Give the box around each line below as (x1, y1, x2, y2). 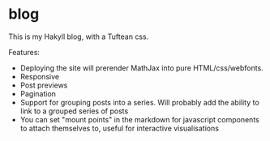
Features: (8, 47, 41, 57)
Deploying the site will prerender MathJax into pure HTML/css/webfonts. (19, 62, 264, 73)
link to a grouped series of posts (19, 106, 129, 116)
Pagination (19, 88, 57, 98)
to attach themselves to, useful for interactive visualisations (19, 123, 219, 133)
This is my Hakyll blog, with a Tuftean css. (8, 32, 149, 41)
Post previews (19, 80, 68, 90)
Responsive (19, 71, 59, 81)
